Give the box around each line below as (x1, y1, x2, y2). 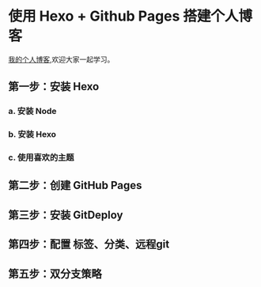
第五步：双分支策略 (8, 266, 102, 281)
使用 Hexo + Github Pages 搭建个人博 (8, 7, 253, 25)
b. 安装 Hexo (8, 129, 57, 140)
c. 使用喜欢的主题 (8, 152, 74, 163)
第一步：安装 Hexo (8, 80, 100, 93)
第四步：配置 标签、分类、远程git (8, 238, 170, 251)
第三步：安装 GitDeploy (8, 208, 123, 221)
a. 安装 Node (8, 106, 57, 117)
